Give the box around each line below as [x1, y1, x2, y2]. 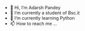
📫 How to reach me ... [10, 21, 57, 27]
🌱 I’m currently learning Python [10, 15, 75, 21]
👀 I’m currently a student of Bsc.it [10, 10, 80, 16]
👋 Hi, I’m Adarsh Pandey [10, 5, 61, 10]
